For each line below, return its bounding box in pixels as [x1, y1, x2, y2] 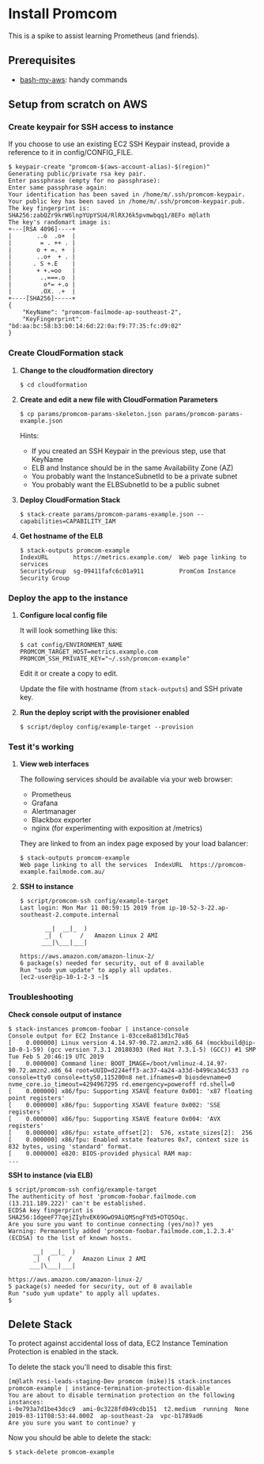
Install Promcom [8, 5, 118, 23]
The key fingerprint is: [8, 205, 90, 213]
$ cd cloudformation [19, 380, 88, 388]
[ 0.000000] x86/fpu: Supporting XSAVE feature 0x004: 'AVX [8, 1114, 221, 1123]
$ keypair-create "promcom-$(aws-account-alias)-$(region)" [8, 163, 211, 171]
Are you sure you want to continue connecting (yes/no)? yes [8, 1220, 214, 1228]
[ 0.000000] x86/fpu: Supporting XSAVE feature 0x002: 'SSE [8, 1101, 221, 1109]
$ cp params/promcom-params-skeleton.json [19, 410, 162, 418]
